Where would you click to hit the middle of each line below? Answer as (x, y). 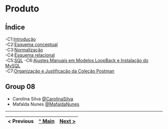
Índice (15, 27)
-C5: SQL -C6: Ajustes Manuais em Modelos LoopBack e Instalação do (77, 60)
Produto (22, 9)
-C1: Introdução (20, 39)
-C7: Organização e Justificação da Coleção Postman (60, 71)
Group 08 (20, 87)
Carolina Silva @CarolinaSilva (43, 98)
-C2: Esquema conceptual (31, 44)
